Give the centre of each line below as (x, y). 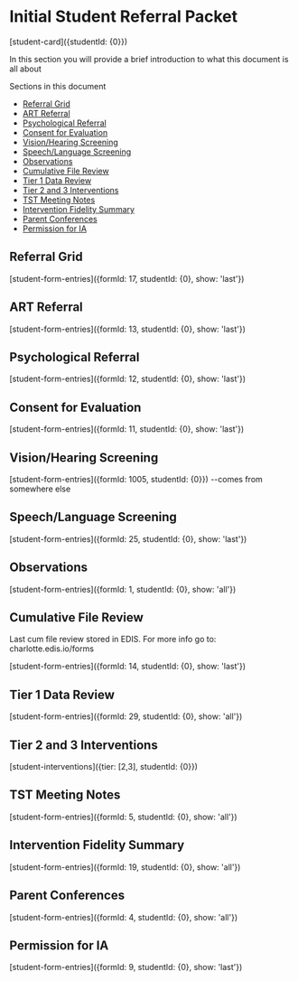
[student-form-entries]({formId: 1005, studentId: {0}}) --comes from (136, 479)
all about (26, 69)
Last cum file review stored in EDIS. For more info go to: (113, 640)
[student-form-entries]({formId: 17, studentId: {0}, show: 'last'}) (127, 278)
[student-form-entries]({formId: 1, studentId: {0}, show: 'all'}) (123, 589)
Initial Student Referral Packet (123, 17)
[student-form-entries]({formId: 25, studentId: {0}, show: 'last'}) (128, 538)
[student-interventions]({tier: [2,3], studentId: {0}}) (104, 767)
